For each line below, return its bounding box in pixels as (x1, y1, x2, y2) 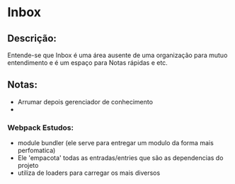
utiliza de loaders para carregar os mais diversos (17, 168, 161, 177)
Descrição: (7, 32, 57, 44)
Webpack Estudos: (7, 123, 74, 133)
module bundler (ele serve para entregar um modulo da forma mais (17, 139, 214, 147)
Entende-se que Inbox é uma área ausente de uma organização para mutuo (7, 51, 228, 59)
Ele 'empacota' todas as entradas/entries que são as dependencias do (17, 154, 224, 162)
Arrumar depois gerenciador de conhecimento (17, 97, 154, 106)
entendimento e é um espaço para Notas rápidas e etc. (7, 59, 168, 67)
